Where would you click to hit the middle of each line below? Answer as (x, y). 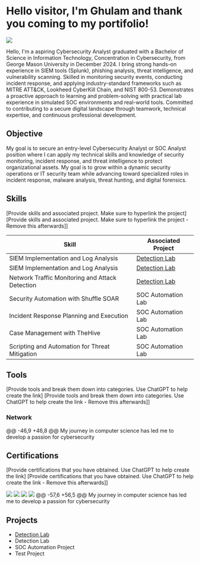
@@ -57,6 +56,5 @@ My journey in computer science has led (111, 495)
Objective (25, 134)
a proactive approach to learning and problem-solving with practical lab (94, 96)
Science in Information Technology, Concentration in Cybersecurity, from (96, 57)
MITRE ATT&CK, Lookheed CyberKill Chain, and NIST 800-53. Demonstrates (100, 89)
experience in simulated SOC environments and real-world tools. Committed (100, 102)
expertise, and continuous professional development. (71, 115)
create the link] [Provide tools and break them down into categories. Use (95, 396)
